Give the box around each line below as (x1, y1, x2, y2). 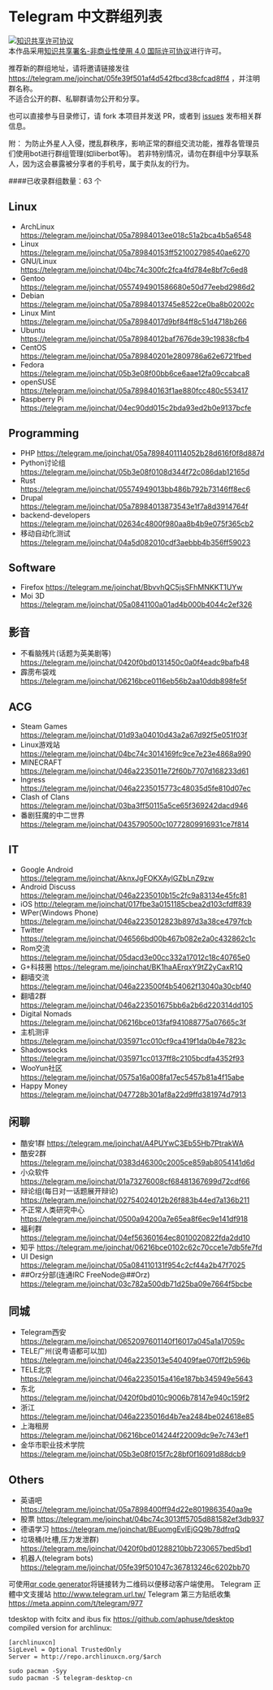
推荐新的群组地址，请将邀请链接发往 (8, 63, 130, 73)
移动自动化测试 (19, 528, 71, 538)
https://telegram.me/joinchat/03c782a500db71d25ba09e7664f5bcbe (19, 1279, 253, 1289)
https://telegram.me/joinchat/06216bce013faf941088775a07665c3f (19, 1017, 246, 1027)
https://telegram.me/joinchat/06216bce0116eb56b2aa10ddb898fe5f (19, 676, 247, 687)
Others (8, 1472, 45, 1487)
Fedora (19, 359, 45, 370)
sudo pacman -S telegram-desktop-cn (8, 1675, 132, 1683)
